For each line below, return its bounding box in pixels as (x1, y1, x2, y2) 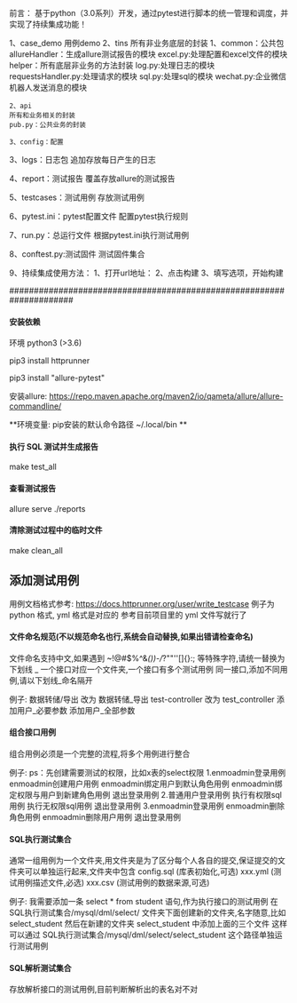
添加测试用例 (9, 573, 80, 588)
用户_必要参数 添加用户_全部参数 (16, 704, 136, 715)
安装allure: (9, 391, 48, 402)
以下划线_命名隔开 (27, 674, 93, 686)
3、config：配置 (9, 138, 64, 147)
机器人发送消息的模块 (9, 83, 87, 92)
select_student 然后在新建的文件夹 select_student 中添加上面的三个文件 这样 (9, 919, 288, 929)
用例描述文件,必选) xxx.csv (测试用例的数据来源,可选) (16, 878, 210, 888)
